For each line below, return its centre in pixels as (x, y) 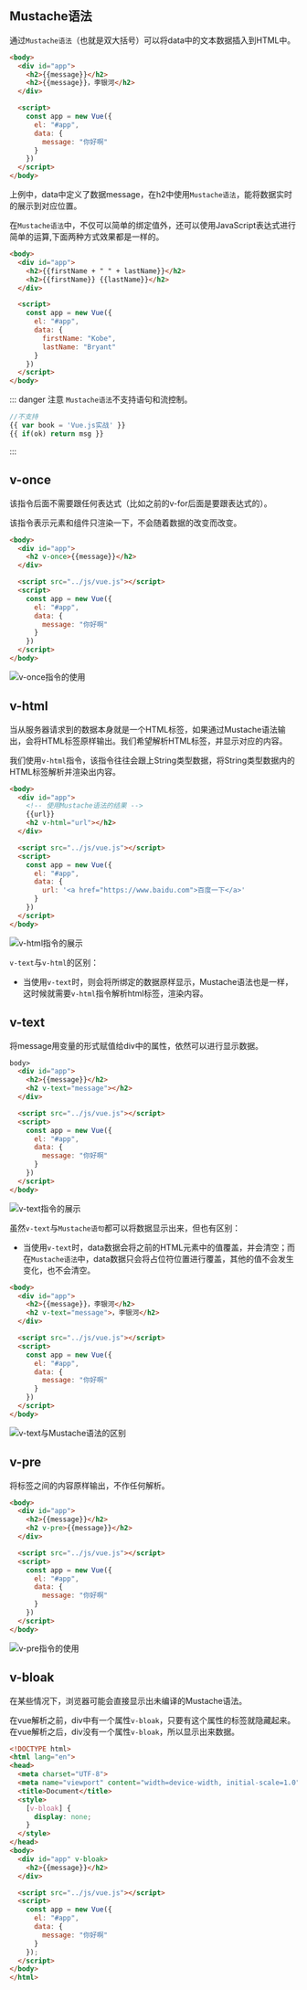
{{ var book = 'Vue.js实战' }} (68, 426)
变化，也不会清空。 (59, 1270)
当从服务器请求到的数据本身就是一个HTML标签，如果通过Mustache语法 (144, 729)
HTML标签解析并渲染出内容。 (65, 771)
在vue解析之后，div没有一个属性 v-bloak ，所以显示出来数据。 (125, 1731)
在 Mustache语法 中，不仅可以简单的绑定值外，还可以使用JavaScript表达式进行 (153, 226)
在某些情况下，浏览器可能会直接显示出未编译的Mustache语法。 (128, 1700)
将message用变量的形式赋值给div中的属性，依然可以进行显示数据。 (136, 1045)
